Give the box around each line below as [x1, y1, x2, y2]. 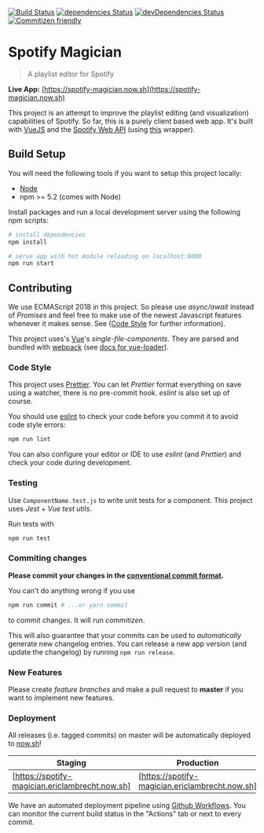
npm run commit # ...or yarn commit [8, 601, 128, 609]
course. [8, 397, 33, 406]
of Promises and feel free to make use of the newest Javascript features [8, 310, 242, 320]
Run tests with [8, 519, 54, 528]
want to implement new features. [8, 692, 115, 703]
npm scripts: [8, 215, 49, 225]
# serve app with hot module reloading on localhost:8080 [8, 252, 202, 260]
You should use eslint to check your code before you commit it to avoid [8, 412, 238, 421]
